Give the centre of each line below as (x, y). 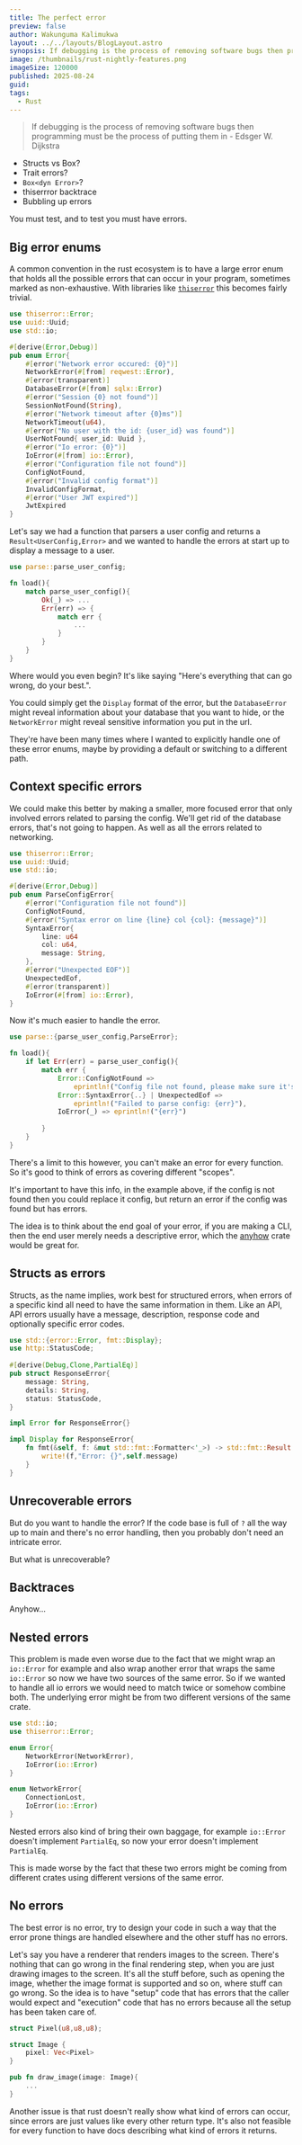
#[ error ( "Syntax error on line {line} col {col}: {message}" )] (147, 920)
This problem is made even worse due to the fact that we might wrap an (142, 1659)
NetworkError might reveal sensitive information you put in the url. (131, 721)
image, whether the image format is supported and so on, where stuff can (146, 1983)
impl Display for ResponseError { (72, 1440)
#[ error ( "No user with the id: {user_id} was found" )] (130, 431)
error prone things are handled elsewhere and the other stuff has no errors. (149, 1937)
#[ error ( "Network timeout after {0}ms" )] (104, 414)
